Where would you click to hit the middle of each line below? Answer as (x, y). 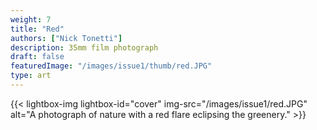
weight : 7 (31, 19)
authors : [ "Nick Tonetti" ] (66, 38)
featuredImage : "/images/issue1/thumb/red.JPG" (111, 66)
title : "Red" (37, 29)
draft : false (37, 57)
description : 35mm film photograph (84, 47)
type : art (31, 76)
